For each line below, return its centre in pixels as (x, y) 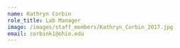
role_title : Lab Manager (44, 20)
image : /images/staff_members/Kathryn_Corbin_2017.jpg (90, 27)
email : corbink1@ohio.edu (46, 34)
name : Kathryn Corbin (39, 14)
